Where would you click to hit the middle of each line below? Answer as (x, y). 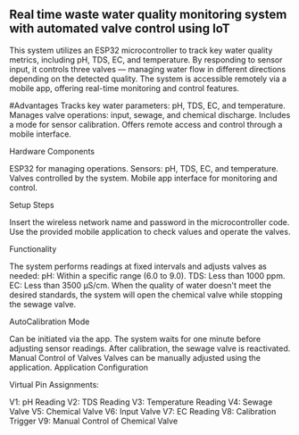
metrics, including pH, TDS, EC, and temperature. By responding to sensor (146, 59)
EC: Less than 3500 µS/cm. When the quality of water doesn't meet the (141, 285)
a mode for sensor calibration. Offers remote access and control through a (146, 124)
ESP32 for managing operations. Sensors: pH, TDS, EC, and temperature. (144, 168)
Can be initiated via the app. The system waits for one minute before (135, 339)
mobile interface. (40, 134)
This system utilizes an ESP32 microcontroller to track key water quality (141, 50)
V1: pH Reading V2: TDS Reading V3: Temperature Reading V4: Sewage (141, 402)
